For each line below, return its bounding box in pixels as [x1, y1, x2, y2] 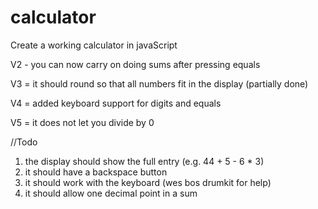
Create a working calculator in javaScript [10, 39, 178, 51]
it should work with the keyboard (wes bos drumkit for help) [24, 176, 272, 188]
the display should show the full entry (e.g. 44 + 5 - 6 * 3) [24, 155, 265, 167]
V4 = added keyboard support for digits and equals [10, 97, 222, 109]
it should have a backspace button [24, 166, 168, 178]
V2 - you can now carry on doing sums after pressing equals [10, 58, 261, 70]
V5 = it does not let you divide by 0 [10, 116, 155, 128]
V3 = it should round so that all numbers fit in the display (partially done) [10, 77, 309, 90]
